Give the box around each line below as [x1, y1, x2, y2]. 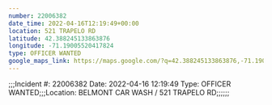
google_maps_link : [8, 57, 70, 65]
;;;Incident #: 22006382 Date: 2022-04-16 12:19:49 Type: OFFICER [8, 78, 232, 89]
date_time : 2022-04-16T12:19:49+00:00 [8, 19, 139, 27]
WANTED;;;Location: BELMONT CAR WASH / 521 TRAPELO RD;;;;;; [8, 87, 230, 97]
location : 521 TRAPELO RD [8, 27, 96, 35]
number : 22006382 [8, 11, 67, 20]
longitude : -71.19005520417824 [8, 42, 114, 50]
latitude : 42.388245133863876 [8, 34, 111, 43]
